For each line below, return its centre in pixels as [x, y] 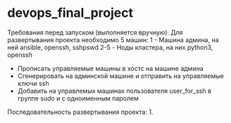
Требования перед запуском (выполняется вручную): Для [95, 32]
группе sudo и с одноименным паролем [78, 98]
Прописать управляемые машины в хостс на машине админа [111, 68]
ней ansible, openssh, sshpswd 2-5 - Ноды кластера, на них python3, [110, 47]
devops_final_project [70, 13]
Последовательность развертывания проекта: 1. [80, 112]
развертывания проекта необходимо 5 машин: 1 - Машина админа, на [113, 39]
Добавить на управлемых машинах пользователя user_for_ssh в [114, 91]
